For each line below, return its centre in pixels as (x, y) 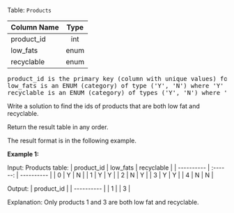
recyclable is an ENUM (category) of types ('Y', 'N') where (114, 93)
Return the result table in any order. (58, 127)
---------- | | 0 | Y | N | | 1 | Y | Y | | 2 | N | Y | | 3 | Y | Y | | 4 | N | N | (117, 175)
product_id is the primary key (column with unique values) (112, 79)
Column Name (35, 27)
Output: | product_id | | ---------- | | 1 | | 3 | (69, 189)
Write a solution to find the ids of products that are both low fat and (103, 106)
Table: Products (30, 10)
